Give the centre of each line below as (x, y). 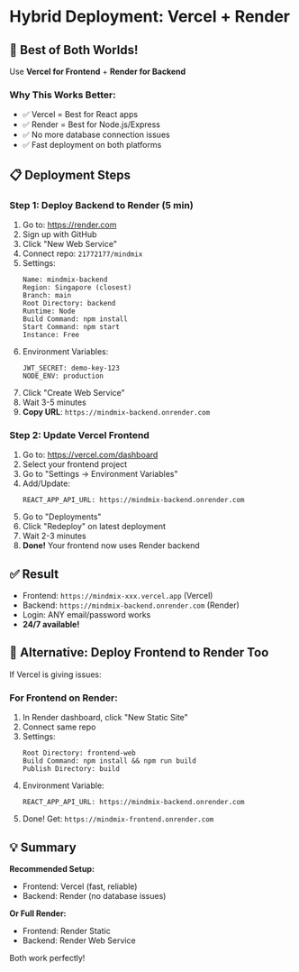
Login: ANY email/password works (86, 615)
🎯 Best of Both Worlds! (74, 50)
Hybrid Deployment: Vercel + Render (150, 17)
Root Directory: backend (69, 303)
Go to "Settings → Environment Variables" (100, 474)
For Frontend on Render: (64, 698)
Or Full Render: (38, 913)
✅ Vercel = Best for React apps (80, 115)
